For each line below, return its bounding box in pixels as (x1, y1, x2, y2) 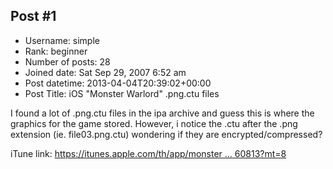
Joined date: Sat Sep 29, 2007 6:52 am (24, 66, 187, 78)
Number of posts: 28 (24, 55, 111, 68)
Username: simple (24, 34, 100, 46)
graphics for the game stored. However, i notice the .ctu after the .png (10, 117, 298, 129)
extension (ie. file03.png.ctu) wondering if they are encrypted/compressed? (10, 128, 323, 140)
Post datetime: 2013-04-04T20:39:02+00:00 (24, 77, 212, 89)
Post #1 (10, 8, 57, 25)
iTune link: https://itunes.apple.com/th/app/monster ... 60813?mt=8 (10, 147, 287, 159)
